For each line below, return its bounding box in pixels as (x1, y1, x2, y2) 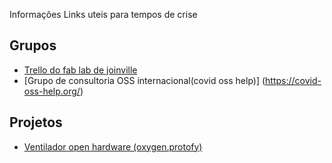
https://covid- (265, 74, 322, 86)
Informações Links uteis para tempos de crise (9, 9, 198, 20)
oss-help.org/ (23, 85, 81, 97)
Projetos (9, 114, 63, 131)
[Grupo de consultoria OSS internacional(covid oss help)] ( (23, 74, 266, 86)
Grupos (9, 37, 57, 54)
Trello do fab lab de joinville (23, 64, 138, 76)
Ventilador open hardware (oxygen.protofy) (23, 140, 203, 153)
